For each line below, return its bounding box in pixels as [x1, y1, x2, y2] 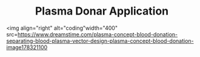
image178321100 [6, 44, 48, 51]
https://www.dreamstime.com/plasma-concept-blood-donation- [17, 30, 178, 38]
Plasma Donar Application [35, 4, 169, 18]
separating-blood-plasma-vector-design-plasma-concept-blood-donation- [6, 37, 194, 44]
